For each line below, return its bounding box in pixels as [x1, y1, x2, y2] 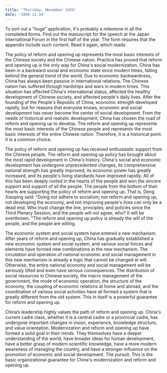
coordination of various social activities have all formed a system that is [5, 288, 152, 294]
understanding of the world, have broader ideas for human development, [5, 335, 155, 341]
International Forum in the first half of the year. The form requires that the [5, 36, 156, 42]
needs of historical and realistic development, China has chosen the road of [5, 115, 161, 121]
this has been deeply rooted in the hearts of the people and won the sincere [5, 178, 161, 184]
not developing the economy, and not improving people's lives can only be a [5, 199, 162, 205]
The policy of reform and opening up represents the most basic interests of [5, 51, 160, 57]
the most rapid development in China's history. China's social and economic [5, 156, 162, 162]
